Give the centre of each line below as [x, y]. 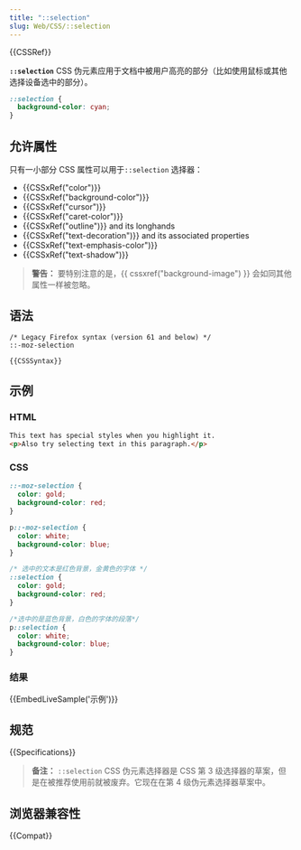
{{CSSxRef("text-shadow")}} [75, 255]
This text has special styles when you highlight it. [113, 436]
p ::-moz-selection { [48, 528]
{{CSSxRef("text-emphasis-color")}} [90, 245]
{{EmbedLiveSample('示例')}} [64, 699]
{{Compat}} [31, 836]
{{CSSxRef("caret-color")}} [73, 216]
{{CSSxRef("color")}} [62, 187]
